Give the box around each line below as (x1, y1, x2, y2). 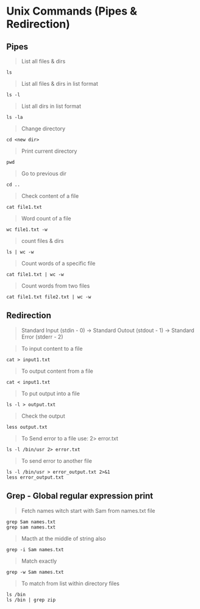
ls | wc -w (6, 249, 34, 255)
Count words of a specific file (21, 260, 96, 267)
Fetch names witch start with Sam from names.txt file (21, 507, 155, 514)
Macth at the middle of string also (21, 535, 106, 542)
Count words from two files (21, 282, 90, 289)
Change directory (21, 125, 66, 132)
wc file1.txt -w (6, 227, 48, 233)
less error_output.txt (6, 474, 64, 481)
